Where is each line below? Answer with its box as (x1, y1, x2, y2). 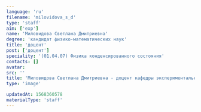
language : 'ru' (6, 8, 44, 15)
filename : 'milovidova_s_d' (6, 14, 77, 20)
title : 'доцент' (6, 42, 47, 48)
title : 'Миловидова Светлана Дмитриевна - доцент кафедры (6, 75, 154, 81)
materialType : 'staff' (6, 97, 63, 103)
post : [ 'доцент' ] (6, 48, 50, 54)
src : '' (6, 70, 26, 76)
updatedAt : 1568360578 (6, 92, 63, 98)
